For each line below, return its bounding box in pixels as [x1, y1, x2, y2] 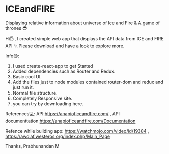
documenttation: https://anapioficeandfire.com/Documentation [5, 118, 136, 124]
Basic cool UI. [12, 73, 42, 79]
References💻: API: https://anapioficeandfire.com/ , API [5, 110, 120, 117]
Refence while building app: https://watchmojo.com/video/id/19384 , [5, 128, 149, 134]
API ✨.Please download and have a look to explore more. [5, 43, 125, 49]
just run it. [12, 84, 34, 90]
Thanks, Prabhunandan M [5, 143, 60, 149]
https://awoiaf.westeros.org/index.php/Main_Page [5, 133, 110, 139]
